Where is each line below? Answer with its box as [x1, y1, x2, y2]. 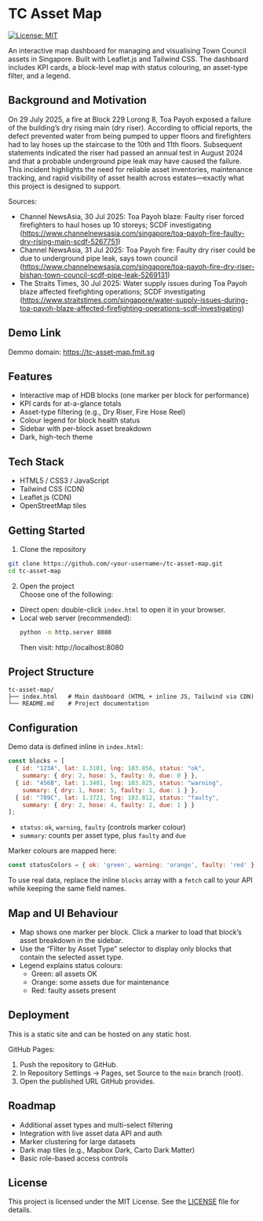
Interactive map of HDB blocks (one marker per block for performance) [19, 390, 250, 400]
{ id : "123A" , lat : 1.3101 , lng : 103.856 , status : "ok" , [15, 765, 206, 773]
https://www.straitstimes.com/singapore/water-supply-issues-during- [22, 295, 249, 305]
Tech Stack [8, 455, 64, 468]
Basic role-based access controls [19, 1153, 128, 1163]
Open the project [19, 581, 75, 590]
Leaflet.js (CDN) [19, 492, 72, 503]
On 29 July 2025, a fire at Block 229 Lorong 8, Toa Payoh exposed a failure [8, 115, 251, 124]
